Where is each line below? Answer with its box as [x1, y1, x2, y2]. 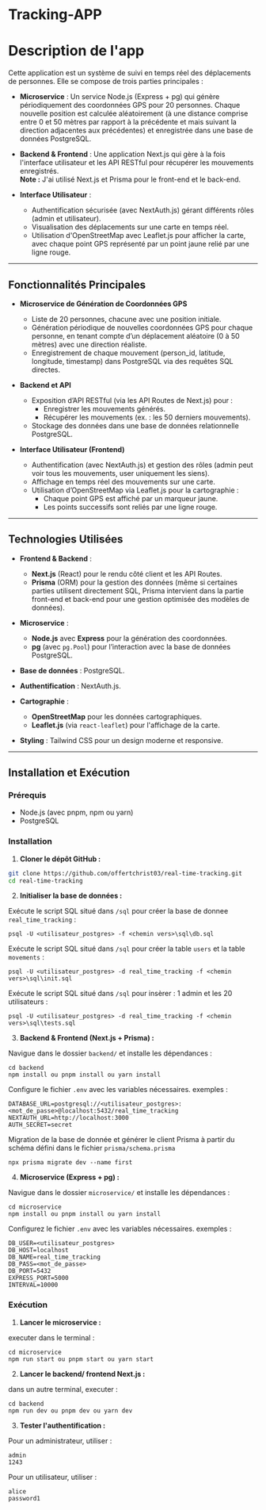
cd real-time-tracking [8, 876, 83, 885]
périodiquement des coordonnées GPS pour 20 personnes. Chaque [19, 101, 241, 110]
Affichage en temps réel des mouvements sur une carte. [31, 477, 215, 486]
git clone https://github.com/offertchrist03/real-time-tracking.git [8, 869, 243, 877]
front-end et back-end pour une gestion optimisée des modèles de [31, 594, 249, 604]
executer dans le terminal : [8, 1332, 95, 1342]
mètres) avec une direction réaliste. [31, 339, 147, 349]
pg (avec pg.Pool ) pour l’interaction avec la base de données [31, 642, 231, 651]
